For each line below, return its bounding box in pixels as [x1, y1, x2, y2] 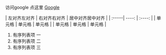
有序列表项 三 [12, 44, 41, 50]
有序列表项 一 [12, 32, 41, 37]
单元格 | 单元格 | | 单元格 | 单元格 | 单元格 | [18, 21, 107, 27]
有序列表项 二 [12, 38, 41, 44]
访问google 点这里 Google [5, 4, 60, 10]
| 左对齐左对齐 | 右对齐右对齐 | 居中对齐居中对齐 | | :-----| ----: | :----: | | [5, 15, 156, 21]
